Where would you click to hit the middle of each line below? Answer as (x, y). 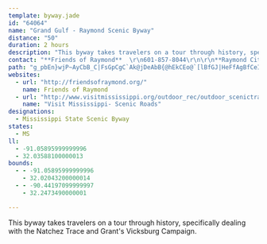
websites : (25, 75)
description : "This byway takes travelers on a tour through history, (128, 52)
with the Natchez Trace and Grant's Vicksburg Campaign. (103, 230)
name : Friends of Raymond (66, 89)
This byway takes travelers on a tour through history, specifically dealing (127, 223)
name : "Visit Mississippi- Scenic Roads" (92, 104)
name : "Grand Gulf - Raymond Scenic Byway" (81, 30)
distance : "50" (33, 38)
